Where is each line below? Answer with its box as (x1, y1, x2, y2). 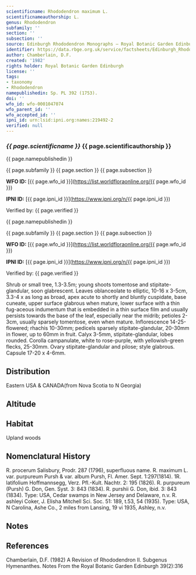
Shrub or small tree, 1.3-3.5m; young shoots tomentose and (6, 281, 149, 288)
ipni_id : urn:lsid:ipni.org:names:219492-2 (6, 118, 114, 123)
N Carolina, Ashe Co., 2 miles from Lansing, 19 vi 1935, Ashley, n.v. (6, 504, 166, 511)
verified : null (6, 123, 43, 129)
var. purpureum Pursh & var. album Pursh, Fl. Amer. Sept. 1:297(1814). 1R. (6, 473, 181, 480)
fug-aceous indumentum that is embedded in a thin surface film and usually (6, 306, 188, 313)
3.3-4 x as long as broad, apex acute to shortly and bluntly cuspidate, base (6, 294, 187, 301)
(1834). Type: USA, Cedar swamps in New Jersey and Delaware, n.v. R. (6, 492, 177, 499)
